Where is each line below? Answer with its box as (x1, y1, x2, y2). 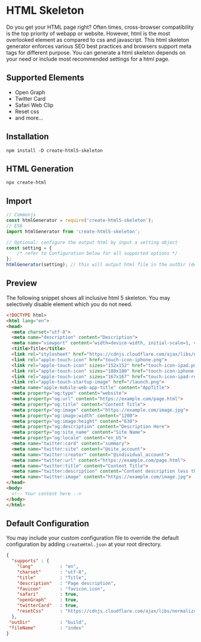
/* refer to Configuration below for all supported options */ (17, 250, 178, 257)
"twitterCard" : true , (17, 602, 79, 609)
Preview (6, 278, 38, 289)
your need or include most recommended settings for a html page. (6, 55, 170, 62)
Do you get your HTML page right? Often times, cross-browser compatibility (6, 23, 194, 31)
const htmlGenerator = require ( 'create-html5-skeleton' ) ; (6, 217, 154, 224)
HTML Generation (6, 163, 74, 174)
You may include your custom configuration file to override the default (6, 535, 179, 542)
